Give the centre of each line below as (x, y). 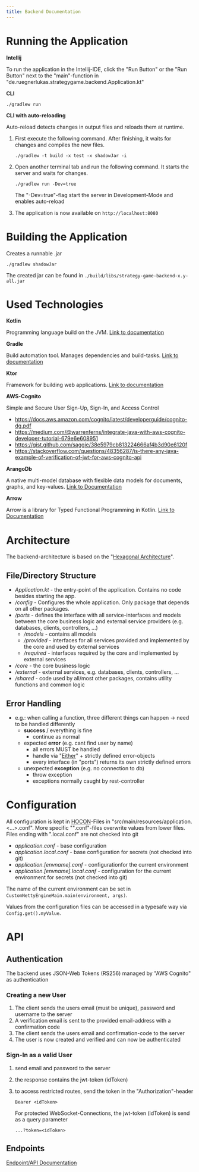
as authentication (27, 979)
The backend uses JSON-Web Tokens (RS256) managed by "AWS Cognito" (99, 973)
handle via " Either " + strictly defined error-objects (94, 756)
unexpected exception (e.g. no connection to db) (84, 768)
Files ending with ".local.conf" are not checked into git (72, 834)
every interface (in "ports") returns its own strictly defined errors (112, 762)
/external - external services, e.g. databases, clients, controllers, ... (97, 672)
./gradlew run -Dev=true (45, 184)
